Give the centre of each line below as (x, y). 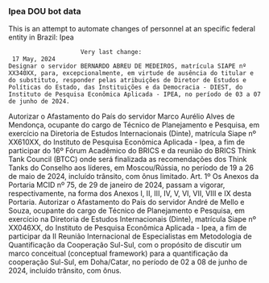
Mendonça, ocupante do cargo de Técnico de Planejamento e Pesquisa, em (134, 125)
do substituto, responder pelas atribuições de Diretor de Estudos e (128, 81)
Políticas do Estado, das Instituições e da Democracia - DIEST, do (126, 87)
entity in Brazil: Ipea (41, 37)
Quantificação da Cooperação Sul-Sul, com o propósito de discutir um (125, 245)
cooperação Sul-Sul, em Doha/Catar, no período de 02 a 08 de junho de (128, 262)
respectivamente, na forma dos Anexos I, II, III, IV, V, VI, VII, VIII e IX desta (130, 194)
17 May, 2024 (34, 59)
